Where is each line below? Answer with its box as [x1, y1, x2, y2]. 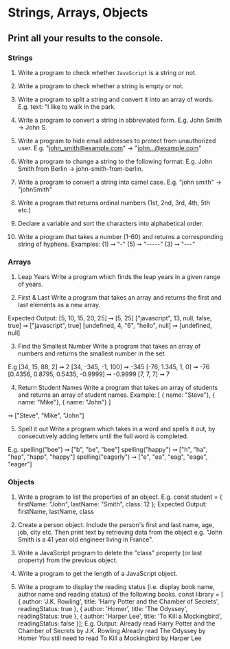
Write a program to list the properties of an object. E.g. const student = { [17, 493, 222, 501]
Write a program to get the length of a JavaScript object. [17, 570, 178, 578]
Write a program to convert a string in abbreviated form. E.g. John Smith [17, 116, 222, 124]
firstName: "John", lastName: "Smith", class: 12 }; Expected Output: [17, 500, 207, 508]
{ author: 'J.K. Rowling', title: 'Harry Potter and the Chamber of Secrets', [17, 597, 220, 606]
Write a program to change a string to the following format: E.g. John [17, 157, 213, 165]
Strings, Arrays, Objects [8, 5, 148, 21]
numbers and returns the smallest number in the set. [17, 349, 167, 358]
